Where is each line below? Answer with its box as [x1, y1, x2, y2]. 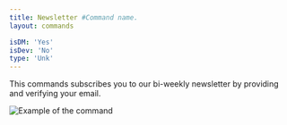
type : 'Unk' [9, 54, 54, 63]
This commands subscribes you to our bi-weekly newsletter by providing [9, 79, 280, 89]
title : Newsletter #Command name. [9, 12, 139, 22]
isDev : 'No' [9, 46, 54, 54]
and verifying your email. [9, 88, 101, 99]
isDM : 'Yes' [9, 37, 54, 46]
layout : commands [9, 21, 74, 30]
